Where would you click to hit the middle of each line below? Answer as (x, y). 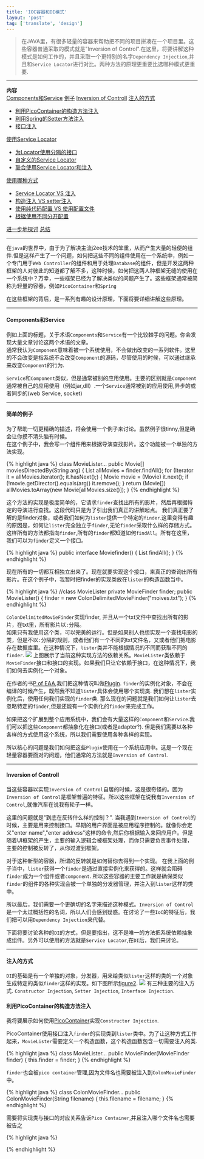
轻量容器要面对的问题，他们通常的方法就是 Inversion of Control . (87, 755)
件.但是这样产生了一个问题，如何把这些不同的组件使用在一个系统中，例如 (98, 255)
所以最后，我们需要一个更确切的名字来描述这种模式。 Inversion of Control (100, 904)
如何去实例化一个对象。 (41, 670)
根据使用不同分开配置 (42, 216)
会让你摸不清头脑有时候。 (38, 436)
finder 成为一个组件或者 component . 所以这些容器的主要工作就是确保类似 (95, 876)
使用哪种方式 (22, 180)
